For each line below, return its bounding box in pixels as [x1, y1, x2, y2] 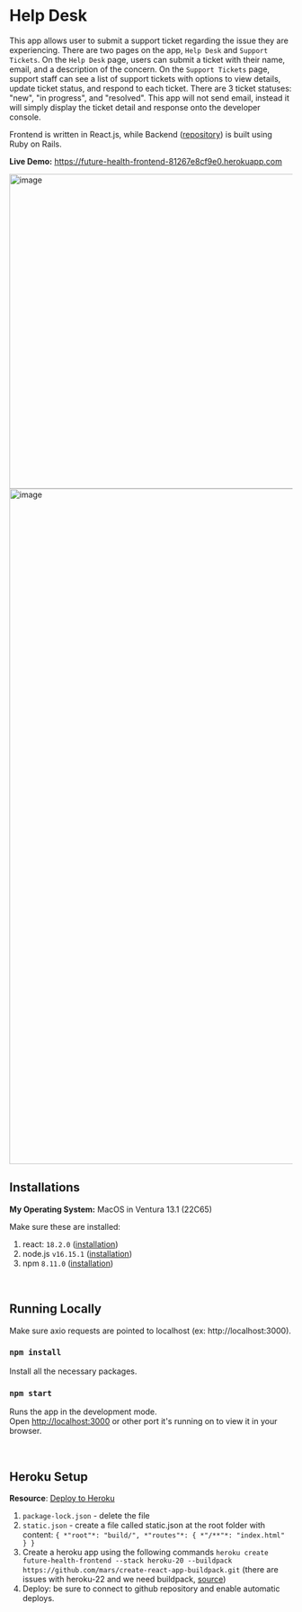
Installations [9, 1180, 81, 1196]
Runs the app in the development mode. [9, 1406, 157, 1417]
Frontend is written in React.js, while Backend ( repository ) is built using [9, 129, 272, 139]
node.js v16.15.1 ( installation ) [22, 1248, 133, 1259]
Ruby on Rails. [9, 138, 63, 149]
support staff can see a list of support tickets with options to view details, [9, 73, 281, 84]
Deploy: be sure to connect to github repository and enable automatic [22, 1583, 280, 1594]
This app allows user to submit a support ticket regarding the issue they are [9, 35, 289, 46]
